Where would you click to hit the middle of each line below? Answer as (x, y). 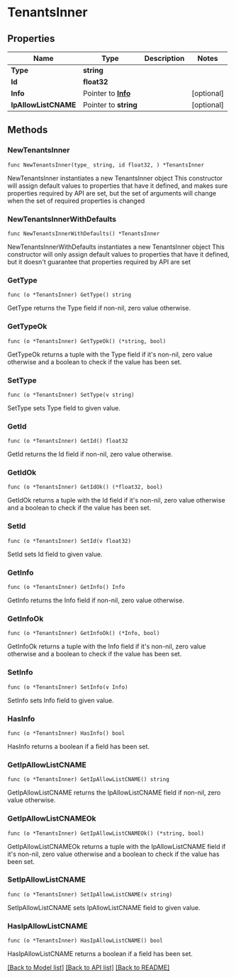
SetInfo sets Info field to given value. (61, 700)
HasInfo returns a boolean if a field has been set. (79, 746)
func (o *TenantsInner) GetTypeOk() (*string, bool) (87, 341)
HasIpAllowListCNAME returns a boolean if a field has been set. (100, 954)
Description (164, 58)
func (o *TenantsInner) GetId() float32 (68, 441)
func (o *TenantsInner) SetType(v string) (71, 395)
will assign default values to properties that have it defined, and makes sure (118, 186)
